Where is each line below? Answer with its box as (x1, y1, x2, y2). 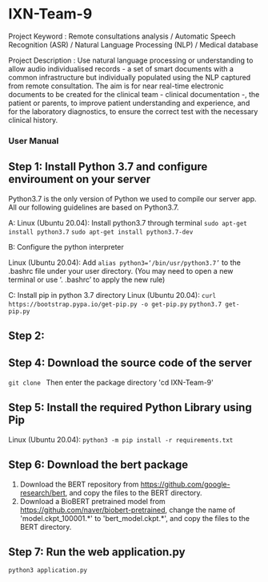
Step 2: (8, 329, 46, 343)
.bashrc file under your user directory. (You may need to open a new (8, 266, 234, 275)
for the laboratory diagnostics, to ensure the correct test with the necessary (8, 106, 258, 116)
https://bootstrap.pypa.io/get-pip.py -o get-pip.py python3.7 (8, 300, 222, 308)
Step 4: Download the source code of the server (8, 356, 252, 370)
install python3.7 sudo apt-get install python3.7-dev (8, 228, 194, 236)
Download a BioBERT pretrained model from (19, 496, 166, 506)
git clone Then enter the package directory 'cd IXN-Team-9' (8, 377, 214, 387)
